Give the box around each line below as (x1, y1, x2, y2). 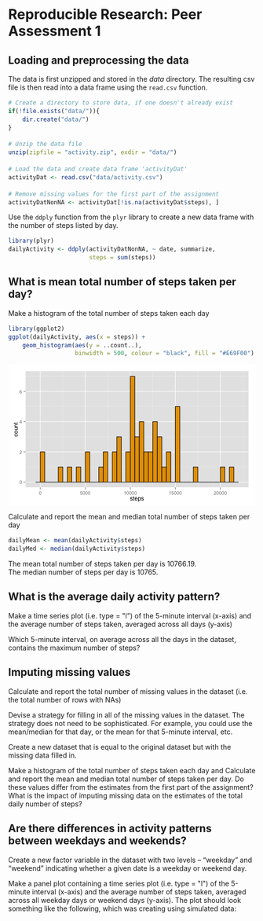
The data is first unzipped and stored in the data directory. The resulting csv (8, 75, 255, 83)
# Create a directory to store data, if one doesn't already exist (8, 99, 234, 107)
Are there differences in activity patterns (8, 822, 212, 835)
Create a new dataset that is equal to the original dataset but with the (8, 742, 232, 751)
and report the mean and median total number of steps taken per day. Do (8, 774, 245, 783)
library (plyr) (8, 237, 55, 245)
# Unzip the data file (8, 140, 82, 149)
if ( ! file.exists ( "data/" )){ (8, 107, 100, 115)
